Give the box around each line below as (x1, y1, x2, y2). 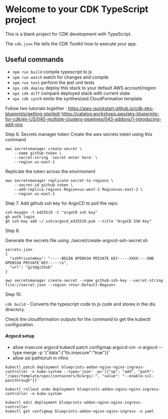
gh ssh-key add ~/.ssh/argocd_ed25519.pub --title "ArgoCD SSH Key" (5, 218, 152, 224)
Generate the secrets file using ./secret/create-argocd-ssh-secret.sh (5, 237, 148, 243)
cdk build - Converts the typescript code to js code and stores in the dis (5, 301, 156, 307)
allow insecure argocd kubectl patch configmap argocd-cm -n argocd (12, 344, 157, 350)
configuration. (5, 321, 34, 327)
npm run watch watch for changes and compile (12, 74, 109, 80)
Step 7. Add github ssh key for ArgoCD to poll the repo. (5, 200, 119, 206)
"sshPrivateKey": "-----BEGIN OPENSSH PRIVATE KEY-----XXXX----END (10, 256, 154, 261)
